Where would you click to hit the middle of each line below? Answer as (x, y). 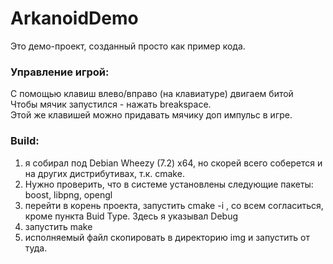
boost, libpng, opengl (68, 194)
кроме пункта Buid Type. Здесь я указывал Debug (131, 216)
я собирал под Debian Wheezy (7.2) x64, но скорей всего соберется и (173, 163)
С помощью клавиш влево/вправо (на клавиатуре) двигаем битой (152, 94)
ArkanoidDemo (74, 18)
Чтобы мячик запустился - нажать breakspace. (111, 104)
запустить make (58, 226)
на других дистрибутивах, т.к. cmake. (104, 173)
